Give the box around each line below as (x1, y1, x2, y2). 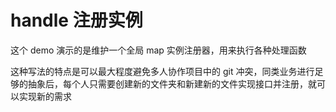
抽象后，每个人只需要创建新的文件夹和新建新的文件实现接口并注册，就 (27, 77, 317, 90)
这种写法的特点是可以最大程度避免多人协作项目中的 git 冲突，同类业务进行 (10, 65, 315, 77)
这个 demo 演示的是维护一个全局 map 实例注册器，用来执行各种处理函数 (10, 44, 307, 56)
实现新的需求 (18, 90, 72, 102)
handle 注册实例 (10, 9, 143, 32)
